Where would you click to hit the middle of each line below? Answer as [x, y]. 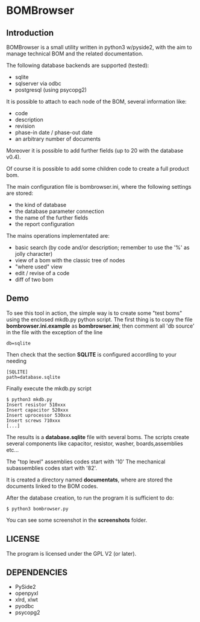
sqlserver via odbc [38, 83]
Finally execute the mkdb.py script [49, 388]
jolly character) [34, 254]
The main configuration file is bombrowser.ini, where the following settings [99, 187]
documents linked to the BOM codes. [52, 486]
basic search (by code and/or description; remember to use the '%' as [102, 247]
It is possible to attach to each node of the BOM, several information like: [96, 101]
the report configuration [45, 224]
